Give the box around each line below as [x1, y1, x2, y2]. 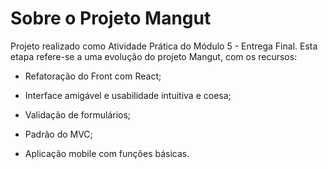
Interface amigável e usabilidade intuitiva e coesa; [24, 89, 232, 101]
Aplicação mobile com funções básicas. [24, 147, 190, 159]
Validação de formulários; [24, 108, 132, 121]
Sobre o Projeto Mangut [10, 7, 212, 30]
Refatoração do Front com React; [24, 70, 162, 82]
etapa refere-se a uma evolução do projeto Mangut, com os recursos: [10, 50, 298, 62]
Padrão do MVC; [24, 128, 93, 140]
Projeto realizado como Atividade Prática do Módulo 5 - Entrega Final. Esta [10, 40, 318, 52]
